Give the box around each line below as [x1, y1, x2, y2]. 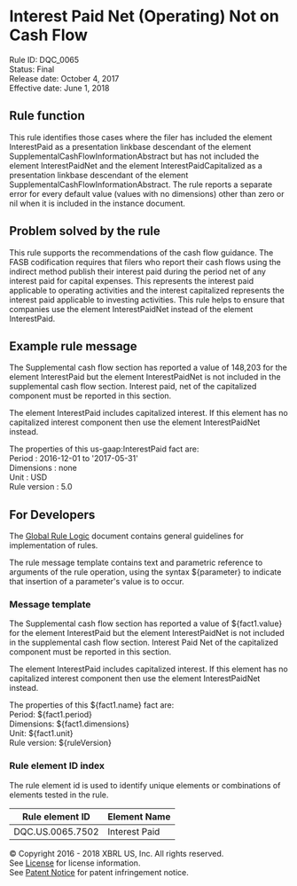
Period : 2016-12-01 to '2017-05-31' [9, 453, 139, 464]
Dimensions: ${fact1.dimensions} [9, 718, 130, 729]
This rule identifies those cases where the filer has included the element [9, 131, 273, 143]
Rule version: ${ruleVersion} [9, 738, 113, 749]
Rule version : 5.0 [9, 482, 73, 492]
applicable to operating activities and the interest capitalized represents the [9, 285, 285, 295]
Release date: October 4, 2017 [9, 73, 120, 83]
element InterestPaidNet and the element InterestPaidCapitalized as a [9, 160, 263, 170]
